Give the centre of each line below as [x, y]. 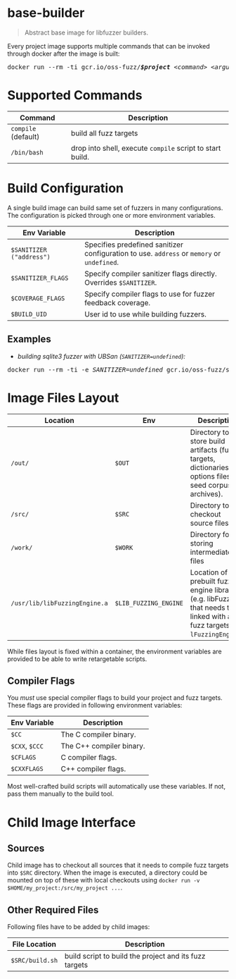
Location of [209, 572]
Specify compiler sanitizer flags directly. [151, 273]
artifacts [204, 450]
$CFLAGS [24, 758]
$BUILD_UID [29, 314]
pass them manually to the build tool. [61, 794]
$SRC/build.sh [34, 961]
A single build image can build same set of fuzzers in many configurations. [115, 208]
